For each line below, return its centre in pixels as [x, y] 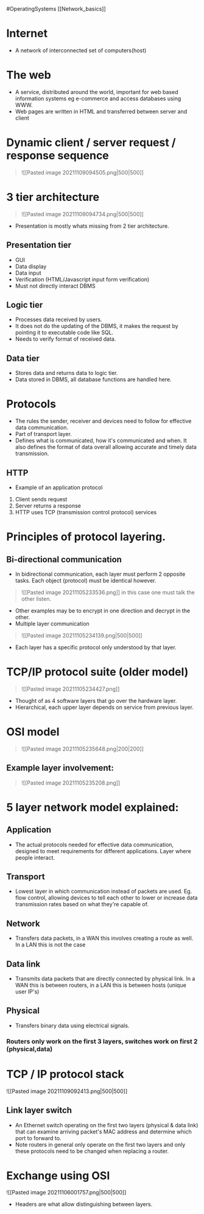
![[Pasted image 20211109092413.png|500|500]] [67, 1091]
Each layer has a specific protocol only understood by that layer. [96, 647]
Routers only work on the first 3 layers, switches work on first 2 [102, 1041]
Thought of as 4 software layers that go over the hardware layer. [96, 700]
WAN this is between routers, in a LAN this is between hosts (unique [101, 985]
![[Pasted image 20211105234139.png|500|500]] [82, 635]
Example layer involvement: [60, 768]
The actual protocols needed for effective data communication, [94, 845]
